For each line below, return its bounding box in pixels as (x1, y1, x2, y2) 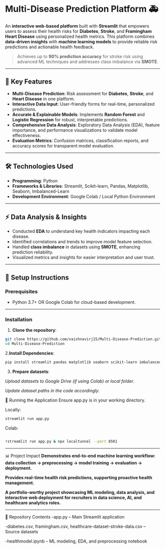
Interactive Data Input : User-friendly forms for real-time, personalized (12, 101, 155, 107)
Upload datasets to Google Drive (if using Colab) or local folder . (5, 378, 135, 384)
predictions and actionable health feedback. (5, 44, 94, 50)
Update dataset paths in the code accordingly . (5, 387, 100, 393)
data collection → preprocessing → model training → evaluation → (5, 460, 142, 465)
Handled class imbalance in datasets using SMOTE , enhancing (12, 244, 141, 250)
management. (5, 480, 34, 486)
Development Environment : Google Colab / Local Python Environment (12, 193, 156, 199)
